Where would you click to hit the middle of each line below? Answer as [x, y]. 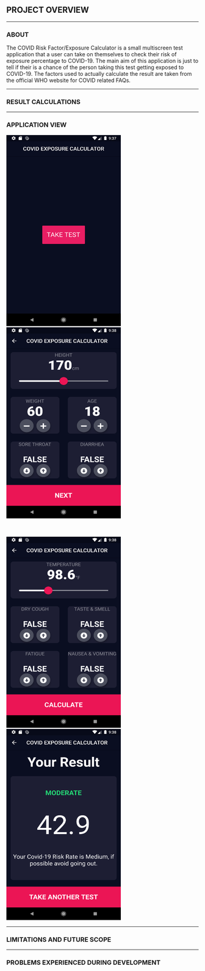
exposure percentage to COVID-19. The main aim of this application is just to [103, 61]
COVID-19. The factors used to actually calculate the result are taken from [99, 74]
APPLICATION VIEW [37, 125]
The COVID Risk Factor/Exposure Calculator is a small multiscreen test [95, 48]
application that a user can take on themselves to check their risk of [92, 54]
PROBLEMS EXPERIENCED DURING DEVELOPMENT [84, 962]
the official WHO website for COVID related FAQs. [69, 80]
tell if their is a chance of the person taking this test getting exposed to [95, 67]
